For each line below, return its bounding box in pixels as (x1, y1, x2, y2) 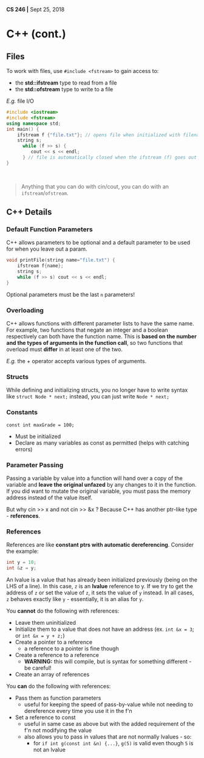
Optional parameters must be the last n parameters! (6, 291, 135, 298)
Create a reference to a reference (15, 652, 99, 659)
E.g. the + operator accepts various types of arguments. (6, 358, 147, 365)
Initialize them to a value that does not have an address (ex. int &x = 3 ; (15, 625, 194, 633)
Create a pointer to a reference (15, 639, 93, 646)
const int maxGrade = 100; (6, 422, 75, 428)
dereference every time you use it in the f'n (24, 708, 132, 715)
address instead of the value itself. (6, 494, 93, 501)
